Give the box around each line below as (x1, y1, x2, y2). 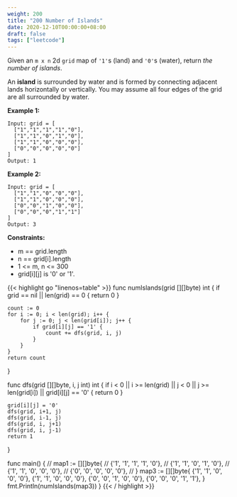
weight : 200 (7, 10, 43, 18)
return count (7, 354, 46, 362)
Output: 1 (7, 158, 37, 165)
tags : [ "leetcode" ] (7, 37, 65, 44)
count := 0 (7, 305, 40, 312)
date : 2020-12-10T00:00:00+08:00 (7, 23, 106, 31)
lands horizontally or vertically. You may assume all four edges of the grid (7, 85, 222, 94)
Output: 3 (7, 221, 37, 228)
